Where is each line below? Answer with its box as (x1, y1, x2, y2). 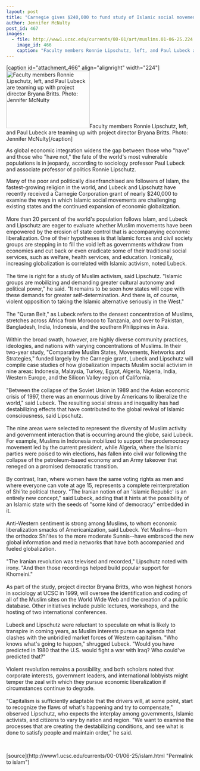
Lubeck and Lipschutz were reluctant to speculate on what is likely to (6, 621, 176, 628)
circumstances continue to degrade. (6, 684, 95, 692)
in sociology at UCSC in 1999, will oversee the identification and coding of (6, 589, 187, 597)
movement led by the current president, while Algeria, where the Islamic (6, 443, 183, 451)
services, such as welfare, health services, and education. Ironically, (6, 253, 174, 260)
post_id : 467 (6, 25, 39, 32)
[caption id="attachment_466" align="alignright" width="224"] (6, 64, 160, 71)
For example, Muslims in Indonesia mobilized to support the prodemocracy (6, 437, 189, 445)
